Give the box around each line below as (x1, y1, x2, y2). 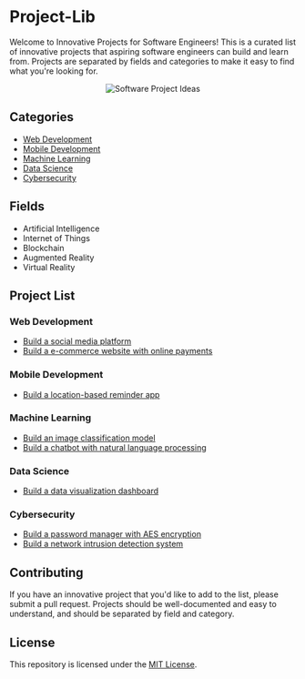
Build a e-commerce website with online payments (22, 346, 213, 357)
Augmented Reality (22, 252, 95, 263)
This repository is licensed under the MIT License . (9, 659, 198, 670)
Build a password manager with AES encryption (22, 529, 202, 540)
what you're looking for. (9, 66, 98, 76)
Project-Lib (9, 6, 96, 27)
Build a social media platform (22, 336, 132, 347)
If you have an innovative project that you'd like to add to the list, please (9, 589, 280, 600)
